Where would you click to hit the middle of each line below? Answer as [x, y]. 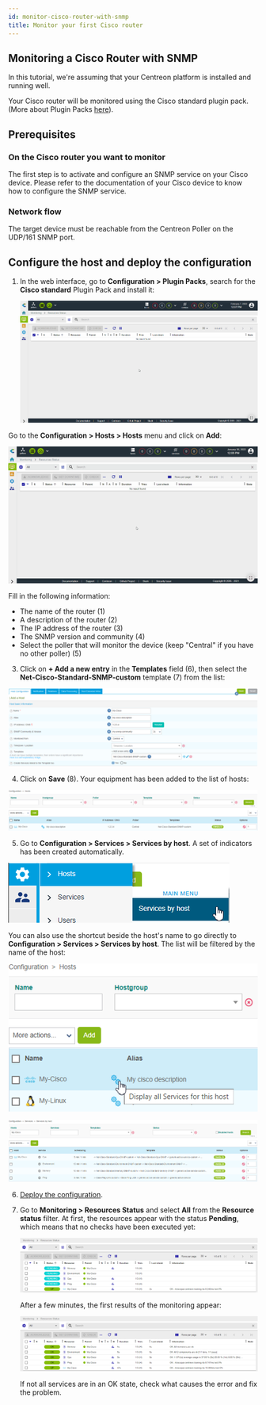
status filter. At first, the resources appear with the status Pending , [129, 1219]
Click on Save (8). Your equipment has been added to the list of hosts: [134, 779]
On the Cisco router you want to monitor [87, 157]
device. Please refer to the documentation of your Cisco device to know [125, 183]
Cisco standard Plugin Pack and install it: [87, 290]
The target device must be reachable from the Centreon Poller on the [121, 229]
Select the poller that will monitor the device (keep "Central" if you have [137, 645]
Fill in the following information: [59, 595]
